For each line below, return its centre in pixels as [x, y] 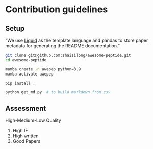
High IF [20, 131]
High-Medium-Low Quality [33, 120]
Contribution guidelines [57, 9]
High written [26, 136]
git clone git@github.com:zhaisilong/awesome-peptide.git [68, 55]
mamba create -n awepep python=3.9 [43, 69]
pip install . [20, 83]
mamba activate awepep [29, 74]
